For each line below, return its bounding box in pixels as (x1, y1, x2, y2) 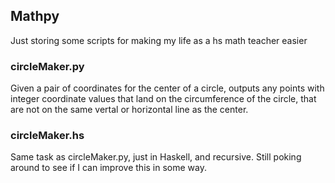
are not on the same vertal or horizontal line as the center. (10, 104, 249, 116)
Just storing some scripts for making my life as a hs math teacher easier (10, 34, 308, 46)
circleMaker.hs (10, 129, 85, 143)
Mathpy (10, 8, 60, 25)
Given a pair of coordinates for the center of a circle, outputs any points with (10, 82, 325, 94)
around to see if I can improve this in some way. (10, 162, 207, 174)
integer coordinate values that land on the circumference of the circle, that (10, 93, 317, 105)
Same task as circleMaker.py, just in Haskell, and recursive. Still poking (10, 151, 302, 163)
